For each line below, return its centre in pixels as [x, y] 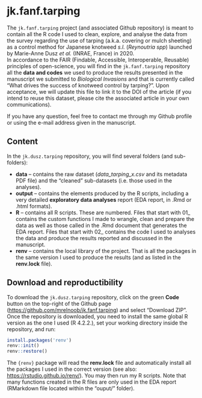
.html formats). [34, 206]
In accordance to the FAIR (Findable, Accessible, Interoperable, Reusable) [98, 60]
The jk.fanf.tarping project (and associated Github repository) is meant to [100, 28]
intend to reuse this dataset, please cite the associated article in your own [98, 98]
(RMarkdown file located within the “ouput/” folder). [71, 388]
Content [23, 142]
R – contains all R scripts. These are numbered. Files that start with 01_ [103, 213]
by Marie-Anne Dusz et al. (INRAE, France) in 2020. [71, 53]
